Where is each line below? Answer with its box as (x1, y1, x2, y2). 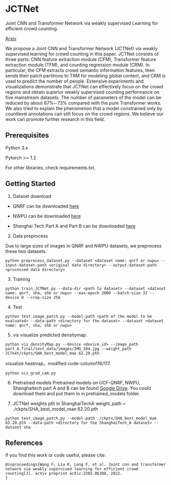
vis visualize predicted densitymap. (12, 332, 88, 338)
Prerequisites (5, 131, 49, 140)
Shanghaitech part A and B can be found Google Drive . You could (12, 385, 151, 391)
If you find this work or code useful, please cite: (5, 452, 106, 458)
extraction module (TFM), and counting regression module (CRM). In (5, 62, 150, 68)
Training (12, 276, 31, 282)
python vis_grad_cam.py (5, 370, 56, 376)
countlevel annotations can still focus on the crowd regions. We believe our (5, 111, 164, 117)
